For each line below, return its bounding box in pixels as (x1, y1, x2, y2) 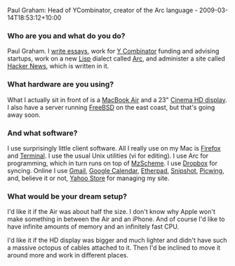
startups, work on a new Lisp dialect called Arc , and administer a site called (7, 54, 226, 63)
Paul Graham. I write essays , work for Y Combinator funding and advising (7, 47, 220, 56)
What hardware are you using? (7, 80, 114, 89)
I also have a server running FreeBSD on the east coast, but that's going (7, 103, 215, 111)
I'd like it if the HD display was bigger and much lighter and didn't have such (7, 236, 227, 245)
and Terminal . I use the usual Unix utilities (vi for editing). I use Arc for (7, 151, 209, 160)
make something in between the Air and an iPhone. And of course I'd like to (7, 215, 225, 224)
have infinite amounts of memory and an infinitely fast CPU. (7, 222, 180, 231)
